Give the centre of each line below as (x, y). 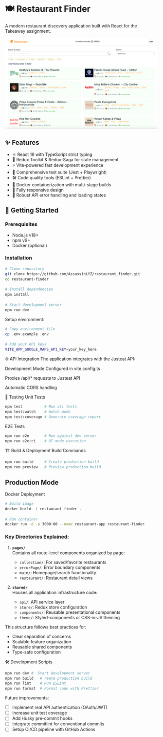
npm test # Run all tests (41, 407)
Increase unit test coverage (39, 713)
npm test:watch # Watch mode (38, 412)
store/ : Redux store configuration (53, 607)
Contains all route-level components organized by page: (68, 553)
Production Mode (32, 482)
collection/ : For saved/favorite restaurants (63, 562)
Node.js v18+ (25, 235)
